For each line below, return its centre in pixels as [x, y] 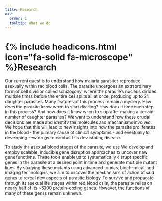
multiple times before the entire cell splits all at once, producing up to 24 [77, 96]
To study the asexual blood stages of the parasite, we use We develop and [79, 147]
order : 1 [18, 18]
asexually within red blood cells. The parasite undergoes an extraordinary [78, 86]
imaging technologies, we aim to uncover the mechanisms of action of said [80, 173]
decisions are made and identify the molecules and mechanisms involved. [79, 122]
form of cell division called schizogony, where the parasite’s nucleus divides [81, 91]
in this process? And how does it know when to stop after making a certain [79, 112]
